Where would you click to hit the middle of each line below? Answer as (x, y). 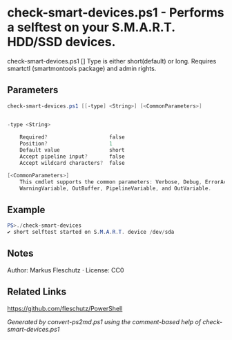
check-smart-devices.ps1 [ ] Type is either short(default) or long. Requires (112, 61)
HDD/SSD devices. (61, 42)
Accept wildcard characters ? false (72, 163)
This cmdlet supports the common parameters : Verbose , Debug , (111, 182)
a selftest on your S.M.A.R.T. (91, 27)
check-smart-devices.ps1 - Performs (116, 13)
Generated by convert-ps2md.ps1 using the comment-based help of (104, 321)
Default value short (72, 150)
